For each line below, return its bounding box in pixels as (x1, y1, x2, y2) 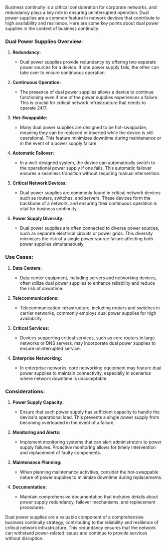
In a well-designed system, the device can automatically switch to (19, 160, 156, 166)
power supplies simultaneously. (19, 241, 85, 247)
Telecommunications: (12, 295, 59, 301)
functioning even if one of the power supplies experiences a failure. (19, 95, 159, 101)
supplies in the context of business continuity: (5, 26, 100, 32)
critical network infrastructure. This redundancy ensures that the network (5, 524, 156, 530)
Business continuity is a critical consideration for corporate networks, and (5, 5, 157, 10)
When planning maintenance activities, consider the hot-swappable (19, 469, 159, 475)
